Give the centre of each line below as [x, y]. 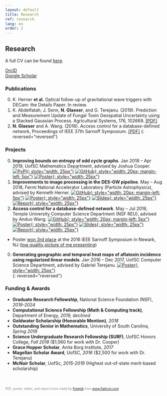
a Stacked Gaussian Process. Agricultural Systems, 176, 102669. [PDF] [85, 121]
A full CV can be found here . [34, 60]
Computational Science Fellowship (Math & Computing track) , [78, 310]
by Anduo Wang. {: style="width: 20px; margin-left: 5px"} [81, 219]
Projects [15, 149]
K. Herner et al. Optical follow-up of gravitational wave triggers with [82, 99]
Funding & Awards [28, 288]
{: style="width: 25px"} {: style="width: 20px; [83, 171]
